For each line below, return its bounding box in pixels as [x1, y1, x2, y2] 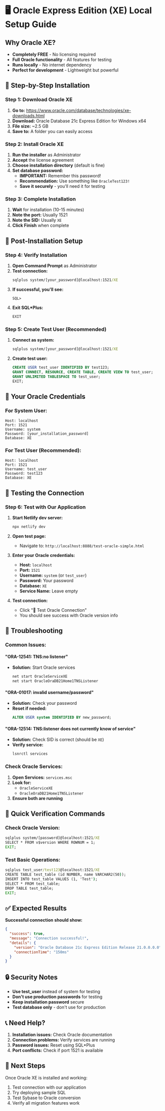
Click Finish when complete [12, 222, 69, 228]
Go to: [12, 107, 26, 113]
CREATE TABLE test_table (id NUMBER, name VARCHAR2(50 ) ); [5, 872, 126, 877]
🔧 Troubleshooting [5, 626, 63, 635]
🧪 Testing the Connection [5, 488, 84, 497]
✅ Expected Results [5, 904, 67, 912]
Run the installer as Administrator [12, 152, 81, 158]
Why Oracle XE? [5, 38, 56, 47]
